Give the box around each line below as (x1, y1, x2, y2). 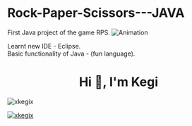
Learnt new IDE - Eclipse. (7, 42, 81, 50)
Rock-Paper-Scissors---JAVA (7, 5, 185, 21)
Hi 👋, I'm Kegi (78, 74, 159, 90)
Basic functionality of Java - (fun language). (7, 49, 136, 58)
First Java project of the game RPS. (7, 28, 111, 37)
